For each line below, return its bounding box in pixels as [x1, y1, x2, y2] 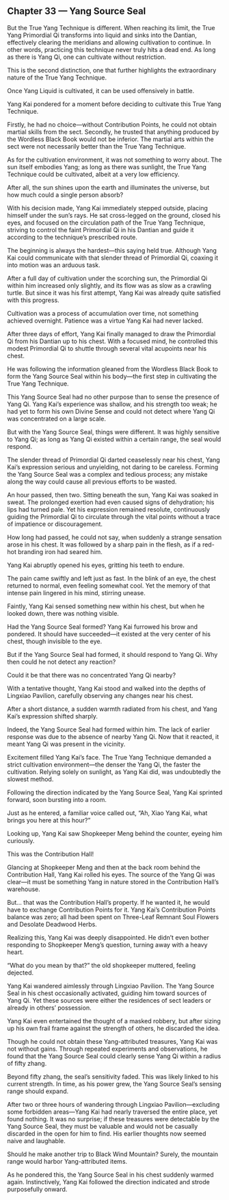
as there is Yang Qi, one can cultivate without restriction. [7, 53, 166, 61]
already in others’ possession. [7, 1003, 92, 1012]
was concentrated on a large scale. [7, 414, 106, 423]
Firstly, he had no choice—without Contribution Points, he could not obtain [7, 120, 217, 129]
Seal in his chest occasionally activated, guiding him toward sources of [7, 989, 207, 997]
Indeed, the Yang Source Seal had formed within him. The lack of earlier [7, 725, 210, 734]
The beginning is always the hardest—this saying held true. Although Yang [7, 246, 217, 254]
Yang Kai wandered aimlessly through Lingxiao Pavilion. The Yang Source [7, 982, 215, 990]
